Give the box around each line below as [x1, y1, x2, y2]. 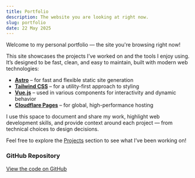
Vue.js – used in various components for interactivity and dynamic [14, 89, 177, 96]
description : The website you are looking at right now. [6, 14, 149, 20]
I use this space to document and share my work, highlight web [6, 113, 160, 120]
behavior [14, 95, 37, 103]
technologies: [6, 65, 39, 72]
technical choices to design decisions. [6, 126, 99, 133]
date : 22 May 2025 [6, 25, 51, 31]
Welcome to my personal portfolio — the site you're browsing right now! [6, 41, 181, 48]
